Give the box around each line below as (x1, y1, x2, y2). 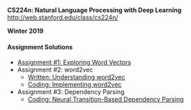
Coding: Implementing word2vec (27, 80, 122, 89)
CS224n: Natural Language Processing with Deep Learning (7, 6, 182, 14)
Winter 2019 (7, 27, 44, 35)
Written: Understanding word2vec (27, 73, 125, 81)
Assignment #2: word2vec (17, 65, 93, 74)
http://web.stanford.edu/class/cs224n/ (7, 13, 119, 22)
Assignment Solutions (7, 42, 73, 51)
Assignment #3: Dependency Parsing (17, 88, 125, 96)
